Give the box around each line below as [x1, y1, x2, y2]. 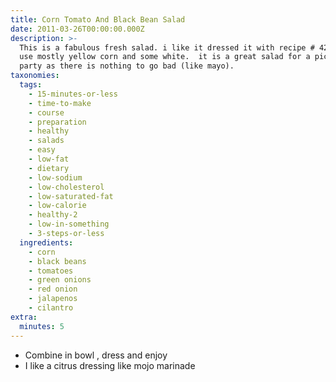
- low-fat [28, 154, 70, 164]
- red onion [28, 284, 78, 295]
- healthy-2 [28, 210, 78, 220]
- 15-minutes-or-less [28, 89, 118, 99]
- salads [28, 136, 65, 146]
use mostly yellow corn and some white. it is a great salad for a [19, 52, 311, 62]
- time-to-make [28, 98, 92, 108]
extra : [10, 312, 38, 322]
